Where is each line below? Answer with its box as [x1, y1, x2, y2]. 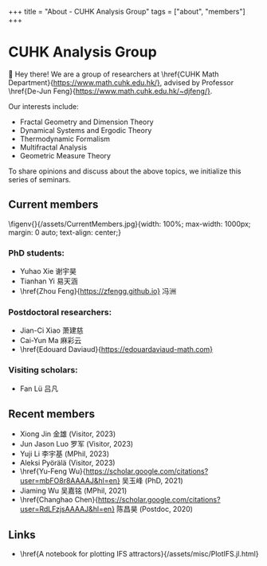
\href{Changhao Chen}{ [19, 495, 99, 505]
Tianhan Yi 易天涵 [19, 276, 78, 286]
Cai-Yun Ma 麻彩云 [19, 336, 82, 345]
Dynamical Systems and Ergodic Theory [19, 125, 152, 135]
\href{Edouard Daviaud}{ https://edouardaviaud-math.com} [19, 345, 214, 354]
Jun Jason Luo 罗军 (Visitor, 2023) [19, 439, 134, 449]
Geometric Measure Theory [19, 150, 112, 160]
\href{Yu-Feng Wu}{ [19, 466, 86, 476]
